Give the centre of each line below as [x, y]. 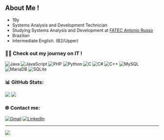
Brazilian [21, 35]
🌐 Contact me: [23, 108]
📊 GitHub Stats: [24, 82]
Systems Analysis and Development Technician [60, 25]
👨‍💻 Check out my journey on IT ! [44, 53]
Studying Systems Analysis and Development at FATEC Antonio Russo [82, 30]
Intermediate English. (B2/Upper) [45, 41]
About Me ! [22, 8]
